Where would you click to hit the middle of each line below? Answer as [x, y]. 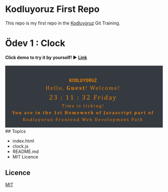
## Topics [15, 131]
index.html [23, 141]
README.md [25, 151]
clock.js [20, 146]
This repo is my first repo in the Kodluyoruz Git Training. [63, 23]
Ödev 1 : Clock [35, 43]
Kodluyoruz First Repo [52, 9]
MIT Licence [25, 157]
